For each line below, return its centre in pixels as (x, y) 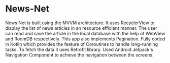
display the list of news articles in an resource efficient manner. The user (81, 28)
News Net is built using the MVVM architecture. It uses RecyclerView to (80, 23)
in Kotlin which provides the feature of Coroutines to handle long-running (82, 44)
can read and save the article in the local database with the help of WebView (85, 33)
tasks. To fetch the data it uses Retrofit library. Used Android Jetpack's (79, 49)
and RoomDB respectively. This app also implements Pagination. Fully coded (85, 39)
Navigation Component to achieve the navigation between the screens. (79, 55)
